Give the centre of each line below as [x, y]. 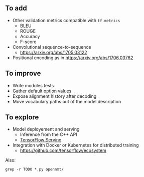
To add [16, 8]
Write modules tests [33, 85]
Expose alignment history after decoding [54, 96]
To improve [23, 73]
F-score [28, 42]
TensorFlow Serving [41, 140]
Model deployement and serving [46, 129]
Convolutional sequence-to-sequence [52, 47]
